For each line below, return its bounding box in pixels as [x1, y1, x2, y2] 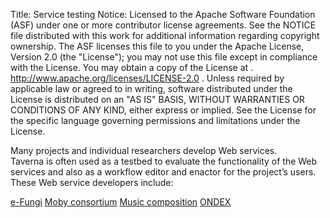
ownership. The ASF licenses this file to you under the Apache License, [10, 40, 305, 52]
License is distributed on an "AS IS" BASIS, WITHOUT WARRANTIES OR [10, 94, 305, 105]
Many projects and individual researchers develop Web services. [10, 145, 278, 156]
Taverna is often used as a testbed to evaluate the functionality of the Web [10, 155, 318, 167]
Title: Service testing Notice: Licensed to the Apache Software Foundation [10, 9, 316, 20]
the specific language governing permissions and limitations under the [10, 115, 301, 126]
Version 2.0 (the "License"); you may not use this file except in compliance [10, 51, 318, 63]
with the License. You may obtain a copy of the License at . [10, 62, 254, 73]
